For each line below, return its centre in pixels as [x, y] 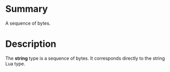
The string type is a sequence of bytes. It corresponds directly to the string [85, 58]
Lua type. [15, 64]
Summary [26, 9]
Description [31, 44]
